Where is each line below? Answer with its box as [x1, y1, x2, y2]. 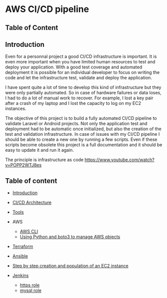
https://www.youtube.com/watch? [84, 157, 155, 163]
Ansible [12, 253, 28, 259]
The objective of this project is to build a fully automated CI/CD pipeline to [5, 115, 157, 121]
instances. [5, 106, 26, 112]
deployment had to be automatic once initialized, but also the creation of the [5, 126, 162, 132]
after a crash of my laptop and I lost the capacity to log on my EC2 [5, 100, 141, 106]
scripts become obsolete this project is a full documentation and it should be [5, 142, 163, 148]
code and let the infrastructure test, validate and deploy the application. [5, 75, 152, 81]
